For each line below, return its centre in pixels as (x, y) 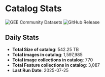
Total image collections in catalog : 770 (52, 60)
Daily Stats (22, 38)
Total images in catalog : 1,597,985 (47, 54)
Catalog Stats (34, 9)
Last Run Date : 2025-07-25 (40, 70)
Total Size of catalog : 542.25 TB (45, 49)
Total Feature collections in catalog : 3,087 (56, 65)
